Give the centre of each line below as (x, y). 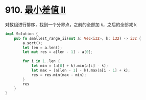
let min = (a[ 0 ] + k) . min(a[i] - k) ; (70, 66)
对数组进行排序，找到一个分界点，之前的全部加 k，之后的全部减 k (71, 25)
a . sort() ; (33, 43)
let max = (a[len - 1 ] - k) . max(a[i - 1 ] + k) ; (81, 70)
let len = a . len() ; (43, 48)
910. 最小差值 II (36, 10)
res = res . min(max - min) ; (59, 75)
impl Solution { (22, 34)
